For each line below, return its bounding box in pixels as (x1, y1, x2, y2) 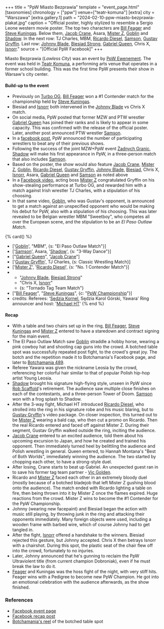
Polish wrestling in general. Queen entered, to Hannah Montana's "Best (12, 448, 156, 454)
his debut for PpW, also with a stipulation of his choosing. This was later (12, 209, 157, 215)
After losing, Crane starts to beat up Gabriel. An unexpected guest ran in (12, 464, 158, 470)
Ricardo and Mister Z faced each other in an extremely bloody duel (12, 474, 147, 480)
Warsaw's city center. (5, 71, 49, 77)
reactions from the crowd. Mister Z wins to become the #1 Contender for (12, 496, 158, 502)
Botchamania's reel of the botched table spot (12, 618, 104, 624)
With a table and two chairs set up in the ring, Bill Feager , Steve (12, 323, 140, 329)
